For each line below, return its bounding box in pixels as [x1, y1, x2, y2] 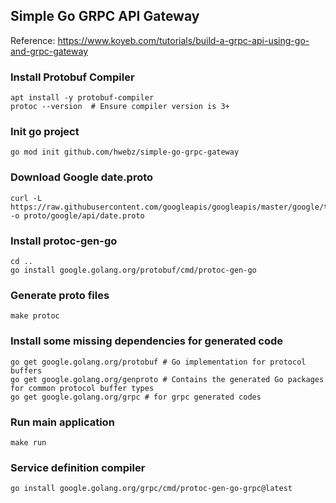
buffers [10, 365, 43, 376]
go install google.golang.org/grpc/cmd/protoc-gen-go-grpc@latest [10, 484, 293, 494]
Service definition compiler [10, 460, 146, 474]
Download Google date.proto [10, 170, 154, 184]
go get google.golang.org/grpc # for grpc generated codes [10, 392, 262, 402]
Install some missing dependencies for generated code [10, 334, 284, 348]
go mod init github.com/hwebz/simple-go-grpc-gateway [10, 147, 240, 158]
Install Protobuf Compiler [10, 70, 135, 84]
